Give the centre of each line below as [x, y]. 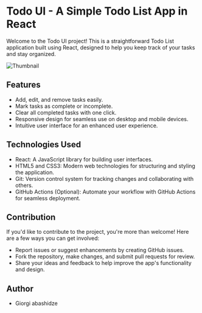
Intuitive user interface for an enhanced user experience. [86, 125]
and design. [30, 270]
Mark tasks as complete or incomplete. [64, 106]
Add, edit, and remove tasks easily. [59, 99]
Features [23, 85]
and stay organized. [31, 54]
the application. [35, 172]
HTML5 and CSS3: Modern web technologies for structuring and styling [105, 166]
